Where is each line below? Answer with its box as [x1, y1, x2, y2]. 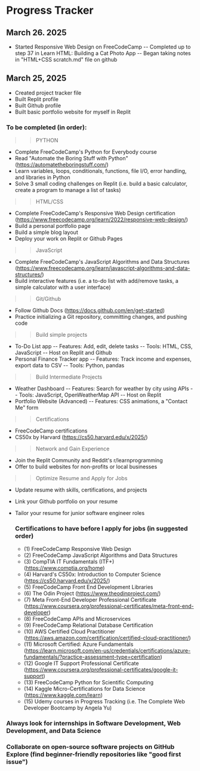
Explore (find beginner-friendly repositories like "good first [6, 750, 181, 758]
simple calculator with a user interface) [14, 284, 112, 291]
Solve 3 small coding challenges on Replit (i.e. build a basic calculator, [14, 180, 188, 187]
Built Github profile [14, 102, 61, 109]
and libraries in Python [14, 174, 70, 181]
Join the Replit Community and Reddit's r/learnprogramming [14, 457, 163, 464]
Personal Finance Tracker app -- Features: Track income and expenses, [14, 355, 192, 362]
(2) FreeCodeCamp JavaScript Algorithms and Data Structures [23, 551, 178, 559]
